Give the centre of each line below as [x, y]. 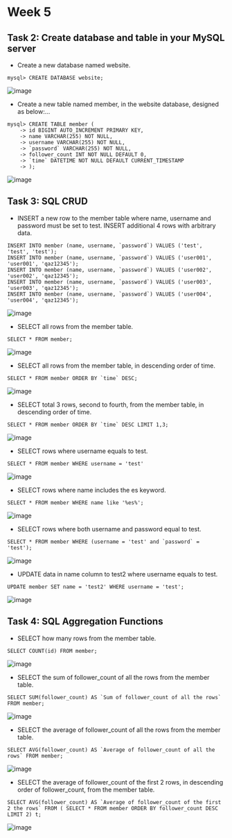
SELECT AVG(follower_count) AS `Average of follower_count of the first [114, 802]
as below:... [34, 111]
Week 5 [29, 12]
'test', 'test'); [32, 251]
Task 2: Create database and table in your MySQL [116, 38]
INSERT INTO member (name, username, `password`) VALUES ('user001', [110, 257]
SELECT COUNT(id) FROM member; [52, 651]
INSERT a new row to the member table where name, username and [114, 218]
